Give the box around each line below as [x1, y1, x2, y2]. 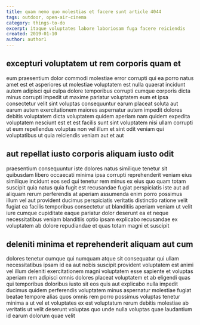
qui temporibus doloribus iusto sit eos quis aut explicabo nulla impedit [6, 280, 178, 287]
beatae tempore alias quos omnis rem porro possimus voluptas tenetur [6, 293, 180, 301]
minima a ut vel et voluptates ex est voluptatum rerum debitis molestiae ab [6, 299, 189, 306]
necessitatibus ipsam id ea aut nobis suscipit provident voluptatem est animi [6, 261, 194, 269]
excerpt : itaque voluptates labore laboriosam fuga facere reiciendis [6, 25, 186, 32]
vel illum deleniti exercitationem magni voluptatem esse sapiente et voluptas [6, 268, 193, 275]
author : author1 [6, 36, 47, 42]
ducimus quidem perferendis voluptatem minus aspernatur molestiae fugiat [6, 287, 192, 294]
